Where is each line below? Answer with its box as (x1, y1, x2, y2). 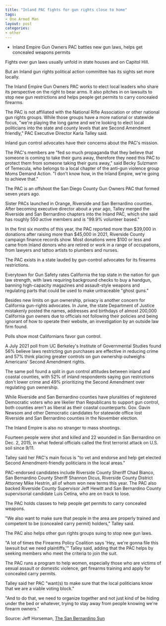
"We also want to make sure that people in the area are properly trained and (5, 516, 160, 521)
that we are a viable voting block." (5, 586, 74, 591)
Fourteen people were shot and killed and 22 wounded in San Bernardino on (5, 434, 161, 440)
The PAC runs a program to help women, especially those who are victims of (5, 560, 162, 566)
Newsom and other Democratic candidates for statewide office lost (5, 410, 142, 416)
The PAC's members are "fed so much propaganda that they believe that (5, 150, 154, 155)
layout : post (5, 21, 32, 26)
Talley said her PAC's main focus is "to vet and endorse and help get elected (5, 455, 161, 460)
